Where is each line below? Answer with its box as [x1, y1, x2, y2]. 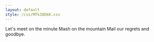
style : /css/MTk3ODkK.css [5, 12, 60, 17]
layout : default [5, 7, 40, 12]
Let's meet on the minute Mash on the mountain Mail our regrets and [5, 25, 149, 31]
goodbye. [5, 31, 25, 37]
